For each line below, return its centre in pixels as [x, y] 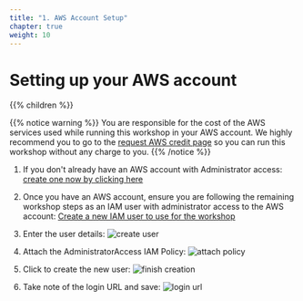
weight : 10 [30, 35]
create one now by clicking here [83, 180]
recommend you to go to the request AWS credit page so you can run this [147, 142]
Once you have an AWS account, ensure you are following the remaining [158, 197]
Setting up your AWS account [123, 80]
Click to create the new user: [76, 269]
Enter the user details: [64, 234]
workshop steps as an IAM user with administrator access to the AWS [153, 207]
